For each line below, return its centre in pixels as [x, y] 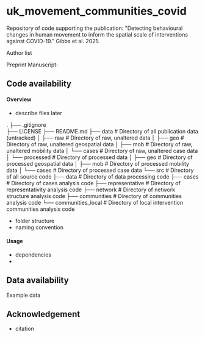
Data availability [38, 281]
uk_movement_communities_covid [97, 11]
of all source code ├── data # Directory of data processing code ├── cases [103, 176]
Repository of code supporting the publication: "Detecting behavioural [95, 28]
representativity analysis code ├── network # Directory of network [91, 190]
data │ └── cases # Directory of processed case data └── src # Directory [100, 170]
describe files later [38, 113]
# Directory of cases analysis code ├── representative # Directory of [94, 183]
